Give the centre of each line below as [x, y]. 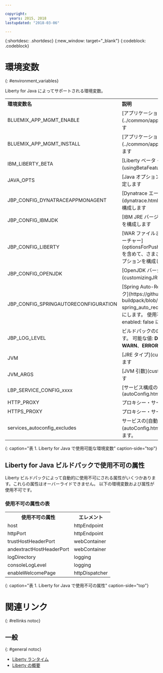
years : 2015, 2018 [28, 18]
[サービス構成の [140, 387]
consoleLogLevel [27, 565]
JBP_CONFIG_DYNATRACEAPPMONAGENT [57, 201]
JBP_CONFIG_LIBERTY [33, 247]
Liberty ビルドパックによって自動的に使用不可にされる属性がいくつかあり [78, 478]
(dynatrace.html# [142, 201]
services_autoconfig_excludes [42, 428]
